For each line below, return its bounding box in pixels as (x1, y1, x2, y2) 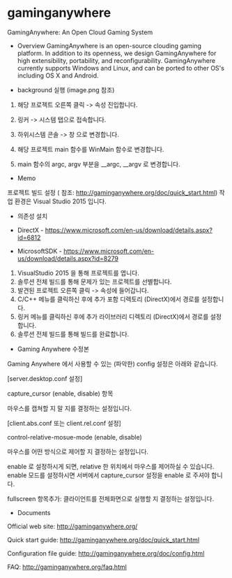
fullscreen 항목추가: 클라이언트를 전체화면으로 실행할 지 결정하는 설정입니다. (7, 494, 215, 503)
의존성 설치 (17, 212, 48, 220)
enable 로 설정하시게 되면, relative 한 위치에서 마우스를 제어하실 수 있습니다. (7, 462, 215, 470)
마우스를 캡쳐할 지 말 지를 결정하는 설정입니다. (7, 404, 132, 412)
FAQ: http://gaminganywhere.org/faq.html (7, 563, 127, 571)
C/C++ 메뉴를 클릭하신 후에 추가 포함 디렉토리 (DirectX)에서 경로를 (17, 295, 200, 303)
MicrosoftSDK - (17, 247, 63, 255)
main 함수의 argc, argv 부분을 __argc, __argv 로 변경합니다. (17, 159, 180, 168)
